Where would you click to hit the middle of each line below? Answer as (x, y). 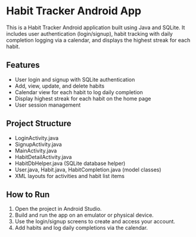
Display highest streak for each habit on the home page (83, 98)
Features (23, 65)
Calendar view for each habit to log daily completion (79, 92)
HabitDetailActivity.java (43, 157)
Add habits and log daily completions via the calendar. (81, 228)
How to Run (28, 194)
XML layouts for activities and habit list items (70, 176)
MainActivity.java (36, 151)
